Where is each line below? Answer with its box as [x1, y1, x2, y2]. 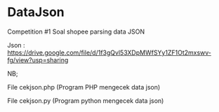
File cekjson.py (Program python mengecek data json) [7, 96, 164, 105]
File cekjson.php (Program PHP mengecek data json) [7, 83, 161, 91]
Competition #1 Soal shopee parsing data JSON [7, 27, 145, 36]
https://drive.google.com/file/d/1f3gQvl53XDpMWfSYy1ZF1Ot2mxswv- [7, 48, 212, 57]
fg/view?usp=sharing [7, 55, 69, 64]
